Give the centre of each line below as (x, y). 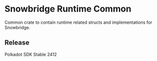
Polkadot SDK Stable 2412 (31, 54)
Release (17, 43)
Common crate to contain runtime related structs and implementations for (78, 22)
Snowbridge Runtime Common (68, 9)
